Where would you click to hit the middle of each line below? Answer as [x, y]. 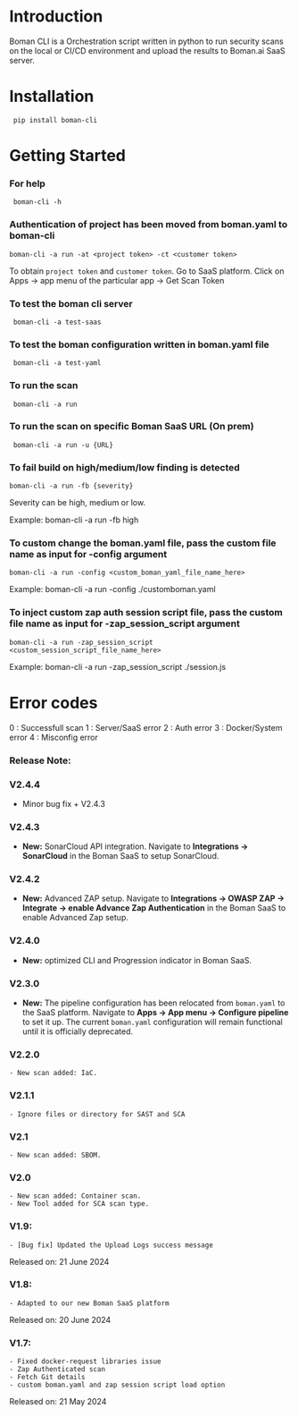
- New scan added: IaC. [54, 1073]
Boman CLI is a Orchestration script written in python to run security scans [146, 41]
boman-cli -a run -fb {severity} [71, 486]
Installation [52, 97]
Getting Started [68, 156]
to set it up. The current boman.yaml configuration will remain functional [152, 1022]
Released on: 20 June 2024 [60, 1319]
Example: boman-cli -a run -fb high [74, 520]
